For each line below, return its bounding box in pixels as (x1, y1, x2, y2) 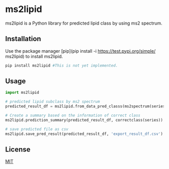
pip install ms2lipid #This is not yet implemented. (5, 63, 118, 68)
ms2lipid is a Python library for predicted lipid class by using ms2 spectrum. (5, 20, 162, 26)
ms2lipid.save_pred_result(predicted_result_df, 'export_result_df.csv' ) (5, 131, 163, 136)
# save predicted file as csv (5, 126, 69, 131)
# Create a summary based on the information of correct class (5, 113, 141, 118)
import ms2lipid (5, 90, 39, 95)
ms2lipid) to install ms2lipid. (5, 53, 63, 59)
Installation (5, 35, 41, 43)
